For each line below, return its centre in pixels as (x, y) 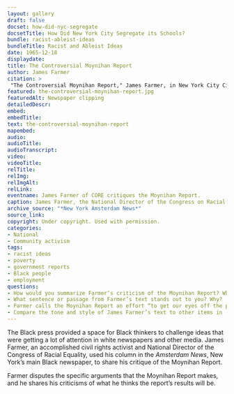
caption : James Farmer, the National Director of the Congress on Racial (117, 202)
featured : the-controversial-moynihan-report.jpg (81, 92)
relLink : (20, 189)
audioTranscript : (32, 150)
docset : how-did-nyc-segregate (53, 27)
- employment (26, 280)
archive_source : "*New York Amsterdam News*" (74, 209)
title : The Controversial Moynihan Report (70, 66)
